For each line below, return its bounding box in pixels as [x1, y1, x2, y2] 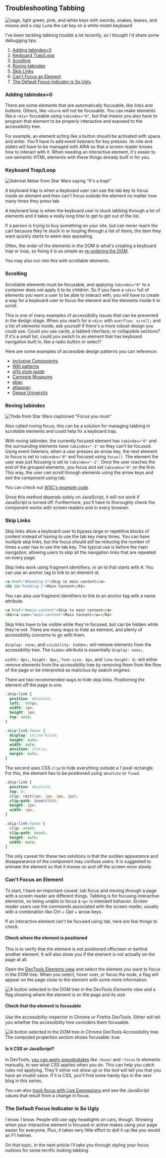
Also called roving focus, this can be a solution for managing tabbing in [5, 423, 150, 429]
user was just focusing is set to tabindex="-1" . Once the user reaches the [5, 459, 155, 465]
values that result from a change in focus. [5, 1093, 90, 1099]
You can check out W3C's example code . [5, 485, 90, 490]
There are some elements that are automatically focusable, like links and [5, 102, 153, 108]
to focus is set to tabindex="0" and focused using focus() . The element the [5, 454, 159, 459]
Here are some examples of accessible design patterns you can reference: [5, 348, 158, 354]
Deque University [12, 390, 48, 396]
